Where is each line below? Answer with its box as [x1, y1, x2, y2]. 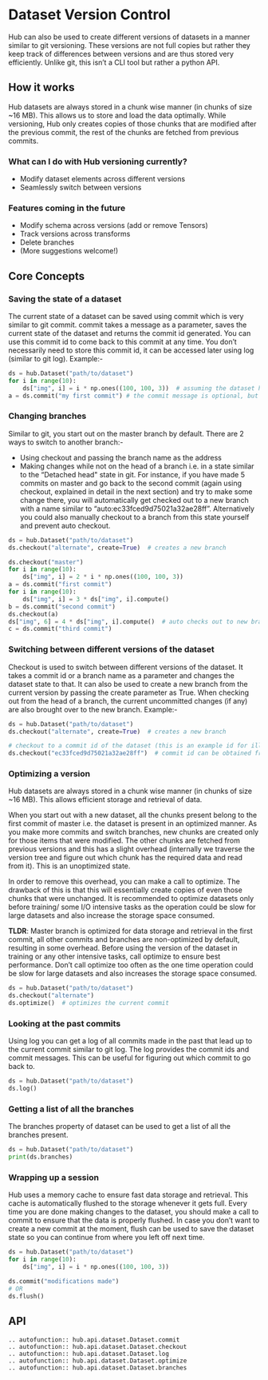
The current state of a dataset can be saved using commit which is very [8, 312, 244, 321]
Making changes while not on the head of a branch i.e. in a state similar [19, 461, 254, 471]
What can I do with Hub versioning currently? [8, 156, 187, 167]
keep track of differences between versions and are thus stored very [8, 49, 234, 58]
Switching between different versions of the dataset [8, 644, 215, 655]
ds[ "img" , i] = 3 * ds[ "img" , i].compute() [22, 595, 170, 603]
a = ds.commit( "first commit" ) [8, 580, 112, 588]
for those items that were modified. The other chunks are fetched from [8, 836, 241, 845]
